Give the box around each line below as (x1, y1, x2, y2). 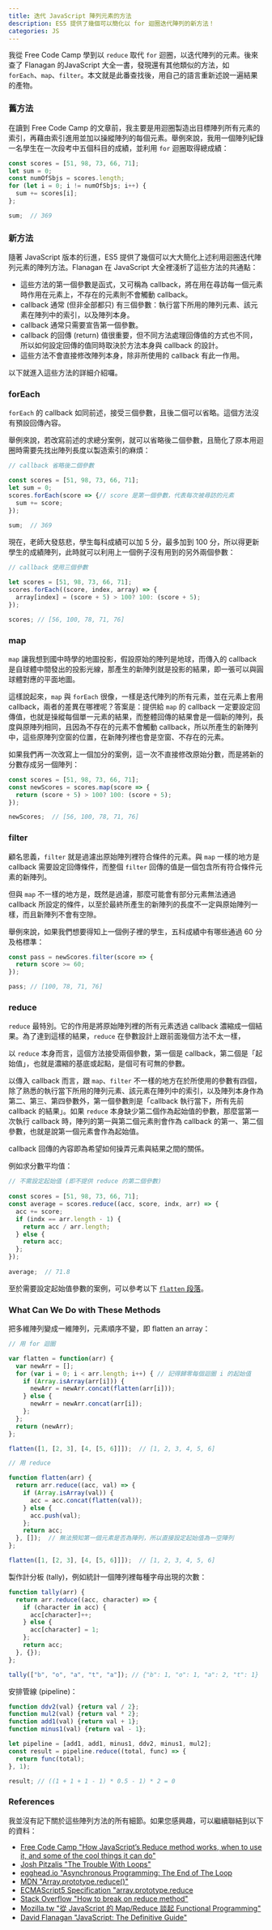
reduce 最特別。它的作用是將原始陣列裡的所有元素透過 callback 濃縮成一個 (8, 1021, 256, 1031)
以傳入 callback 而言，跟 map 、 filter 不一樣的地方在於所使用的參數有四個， (8, 1076, 261, 1086)
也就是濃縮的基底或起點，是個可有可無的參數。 (32, 1059, 189, 1069)
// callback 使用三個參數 (8, 563, 89, 572)
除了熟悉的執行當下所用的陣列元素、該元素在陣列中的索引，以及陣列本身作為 (8, 1086, 264, 1096)
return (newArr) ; (15, 1422, 74, 1430)
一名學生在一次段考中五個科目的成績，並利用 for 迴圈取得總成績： (8, 143, 229, 152)
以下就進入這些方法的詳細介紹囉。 (8, 368, 122, 378)
